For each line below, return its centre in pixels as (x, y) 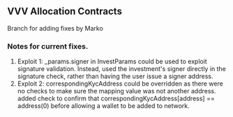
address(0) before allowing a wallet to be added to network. (103, 106)
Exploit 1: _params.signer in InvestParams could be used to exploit (112, 61)
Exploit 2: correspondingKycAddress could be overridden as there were (120, 84)
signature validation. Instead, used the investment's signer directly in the (122, 69)
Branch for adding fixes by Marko (55, 28)
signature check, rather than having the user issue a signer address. (115, 77)
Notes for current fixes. (48, 46)
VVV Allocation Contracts (65, 11)
